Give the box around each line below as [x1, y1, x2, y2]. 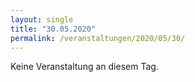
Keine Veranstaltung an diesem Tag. [10, 61, 159, 73]
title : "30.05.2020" [10, 24, 97, 34]
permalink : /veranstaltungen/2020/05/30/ [10, 33, 186, 43]
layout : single [10, 14, 74, 25]
